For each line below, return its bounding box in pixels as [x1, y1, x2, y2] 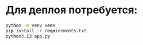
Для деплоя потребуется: [5, 3, 138, 17]
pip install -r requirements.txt [5, 28, 87, 33]
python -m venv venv [5, 22, 56, 28]
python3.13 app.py [5, 33, 50, 39]
